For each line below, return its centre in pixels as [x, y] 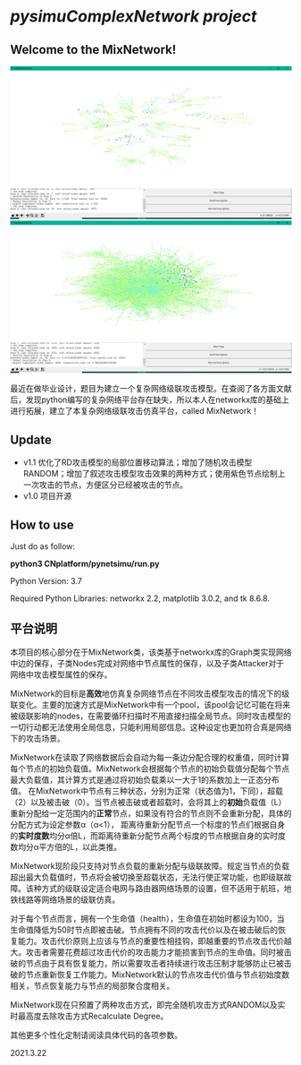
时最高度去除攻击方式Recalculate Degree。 [89, 1016]
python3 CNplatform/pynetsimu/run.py [85, 563]
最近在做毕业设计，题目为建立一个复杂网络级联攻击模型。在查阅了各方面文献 [151, 389]
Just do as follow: [42, 546]
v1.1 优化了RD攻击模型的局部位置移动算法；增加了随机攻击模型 [138, 462]
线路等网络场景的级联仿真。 [68, 899]
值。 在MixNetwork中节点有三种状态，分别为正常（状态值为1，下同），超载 [147, 791]
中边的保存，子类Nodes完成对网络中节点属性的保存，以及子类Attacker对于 [147, 663]
